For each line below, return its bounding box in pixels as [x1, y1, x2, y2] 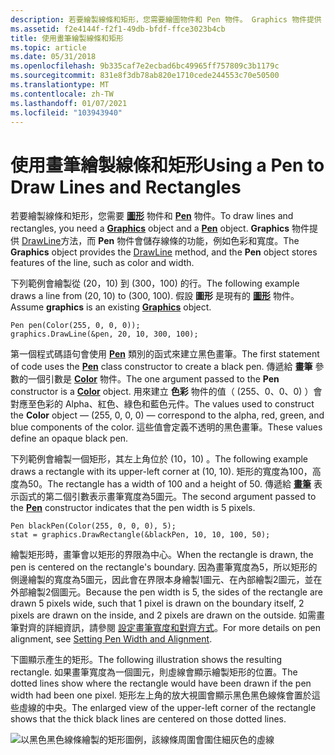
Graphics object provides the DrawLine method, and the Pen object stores [10, 246, 318, 258]
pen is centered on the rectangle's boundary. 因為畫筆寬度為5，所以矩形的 [10, 561, 318, 573]
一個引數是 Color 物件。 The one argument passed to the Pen [27, 373, 280, 385]
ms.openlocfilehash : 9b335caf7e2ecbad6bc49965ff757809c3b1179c [10, 61, 280, 71]
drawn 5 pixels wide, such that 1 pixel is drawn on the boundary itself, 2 [10, 597, 305, 610]
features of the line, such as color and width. [10, 257, 195, 269]
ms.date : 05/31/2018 [10, 52, 97, 62]
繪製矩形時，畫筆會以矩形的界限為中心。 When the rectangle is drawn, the [10, 549, 314, 561]
